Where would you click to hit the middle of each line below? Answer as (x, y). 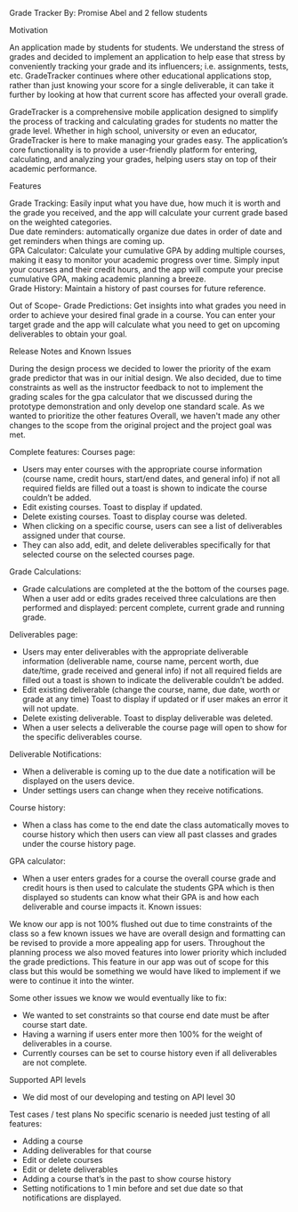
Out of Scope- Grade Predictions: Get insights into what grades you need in (148, 305)
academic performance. (53, 169)
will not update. (50, 708)
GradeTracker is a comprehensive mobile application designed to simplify (144, 112)
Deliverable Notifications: (56, 754)
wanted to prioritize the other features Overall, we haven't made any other (145, 416)
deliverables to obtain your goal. (68, 334)
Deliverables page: (44, 634)
